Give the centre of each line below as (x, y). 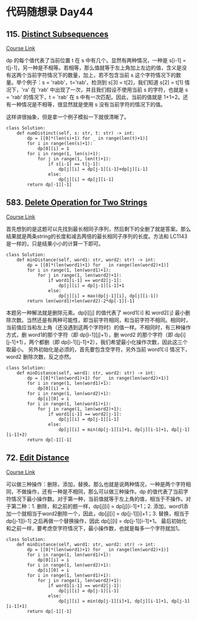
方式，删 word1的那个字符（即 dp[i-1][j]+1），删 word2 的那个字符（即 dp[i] (96, 334)
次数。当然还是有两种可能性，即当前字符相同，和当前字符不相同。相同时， (101, 320)
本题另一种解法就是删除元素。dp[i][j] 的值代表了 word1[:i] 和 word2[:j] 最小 (96, 313)
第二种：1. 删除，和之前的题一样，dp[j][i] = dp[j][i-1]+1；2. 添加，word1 (97, 506)
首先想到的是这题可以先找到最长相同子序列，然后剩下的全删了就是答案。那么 (98, 229)
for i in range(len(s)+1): (60, 143)
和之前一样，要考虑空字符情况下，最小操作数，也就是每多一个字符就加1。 (94, 528)
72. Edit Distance (38, 458)
